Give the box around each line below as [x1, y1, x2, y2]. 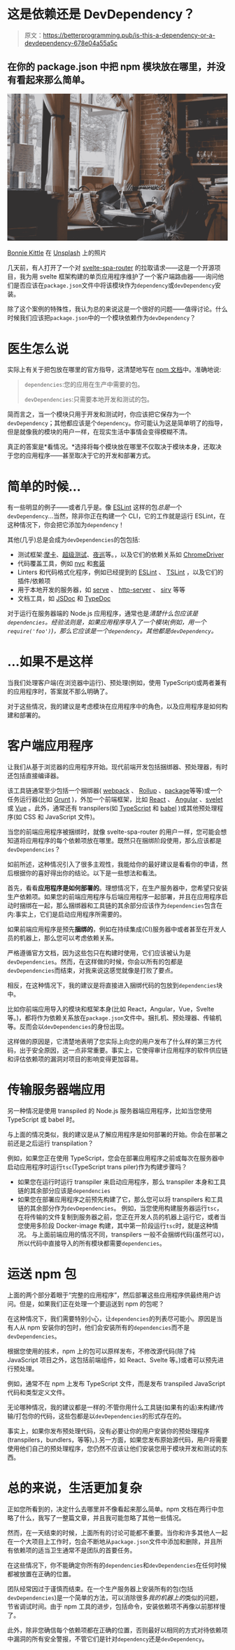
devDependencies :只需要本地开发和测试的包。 [24, 395, 154, 404]
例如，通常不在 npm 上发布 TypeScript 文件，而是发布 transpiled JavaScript [7, 1380, 226, 1388]
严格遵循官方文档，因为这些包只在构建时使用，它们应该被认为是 [7, 949, 191, 957]
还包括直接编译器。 [7, 771, 63, 780]
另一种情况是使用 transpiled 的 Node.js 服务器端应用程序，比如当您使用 [7, 1107, 212, 1115]
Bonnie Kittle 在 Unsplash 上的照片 [7, 248, 107, 257]
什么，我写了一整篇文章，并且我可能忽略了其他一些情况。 [19, 1513, 185, 1522]
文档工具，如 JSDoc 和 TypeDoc [17, 594, 111, 603]
